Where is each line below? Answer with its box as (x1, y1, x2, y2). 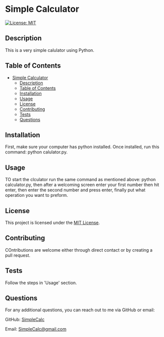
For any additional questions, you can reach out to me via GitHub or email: (5, 307, 155, 313)
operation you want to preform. (5, 192, 68, 198)
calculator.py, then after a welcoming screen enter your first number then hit (5, 182, 160, 188)
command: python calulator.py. (5, 149, 68, 155)
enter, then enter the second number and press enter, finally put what (5, 187, 146, 193)
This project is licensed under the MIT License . (5, 220, 100, 225)
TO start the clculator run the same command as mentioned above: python (5, 177, 156, 183)
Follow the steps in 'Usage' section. (5, 280, 77, 286)
